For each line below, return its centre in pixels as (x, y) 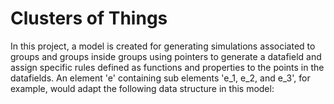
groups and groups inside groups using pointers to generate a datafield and (166, 56)
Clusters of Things (89, 18)
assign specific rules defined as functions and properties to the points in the (167, 67)
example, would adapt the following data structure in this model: (142, 88)
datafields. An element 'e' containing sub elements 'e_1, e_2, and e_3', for (160, 78)
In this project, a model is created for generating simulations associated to (163, 46)
